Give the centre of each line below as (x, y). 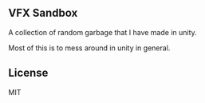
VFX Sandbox (43, 13)
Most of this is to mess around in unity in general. (89, 48)
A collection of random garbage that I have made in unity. (102, 32)
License (28, 73)
